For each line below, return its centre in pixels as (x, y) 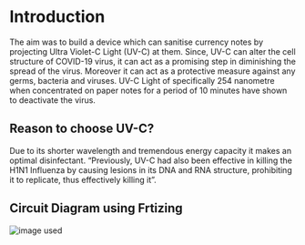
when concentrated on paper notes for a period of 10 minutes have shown (148, 90)
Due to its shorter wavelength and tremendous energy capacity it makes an (151, 150)
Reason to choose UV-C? (82, 129)
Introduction (57, 17)
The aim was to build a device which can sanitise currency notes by (137, 42)
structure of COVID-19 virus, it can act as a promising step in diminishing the (152, 61)
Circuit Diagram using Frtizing (97, 208)
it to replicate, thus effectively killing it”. (83, 179)
